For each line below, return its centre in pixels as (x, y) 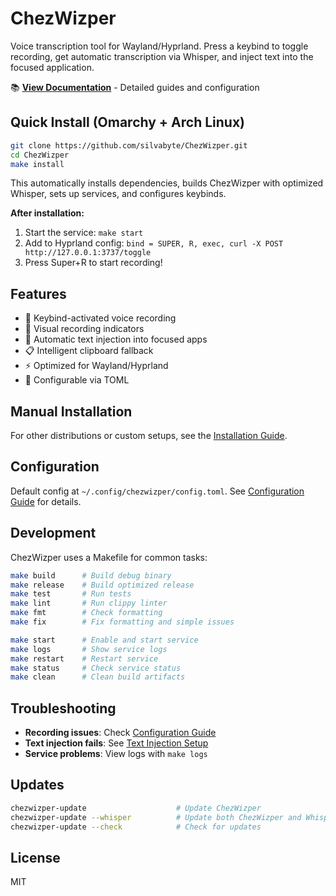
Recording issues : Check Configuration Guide (120, 733)
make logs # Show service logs (89, 649)
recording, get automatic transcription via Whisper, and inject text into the (162, 56)
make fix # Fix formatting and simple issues (122, 622)
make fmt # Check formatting (86, 613)
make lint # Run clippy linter (89, 603)
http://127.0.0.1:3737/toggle (88, 253)
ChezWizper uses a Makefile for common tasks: (109, 557)
